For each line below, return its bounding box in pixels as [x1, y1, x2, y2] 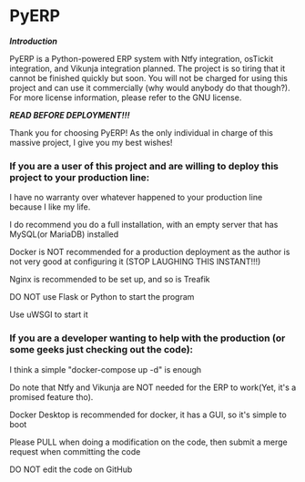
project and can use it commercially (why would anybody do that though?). [9, 82, 290, 93]
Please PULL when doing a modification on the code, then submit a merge [9, 436, 289, 447]
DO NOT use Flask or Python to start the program [9, 292, 195, 303]
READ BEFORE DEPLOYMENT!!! [9, 109, 130, 120]
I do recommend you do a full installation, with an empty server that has [9, 220, 279, 231]
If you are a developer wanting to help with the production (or [9, 332, 286, 344]
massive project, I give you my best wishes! [9, 137, 173, 148]
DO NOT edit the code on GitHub [9, 464, 133, 475]
